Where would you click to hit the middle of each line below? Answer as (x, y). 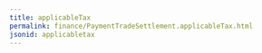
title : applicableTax (50, 18)
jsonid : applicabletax (52, 34)
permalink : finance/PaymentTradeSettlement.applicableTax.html (131, 26)
